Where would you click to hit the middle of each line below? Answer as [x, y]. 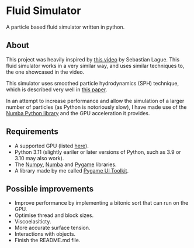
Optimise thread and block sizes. [54, 215]
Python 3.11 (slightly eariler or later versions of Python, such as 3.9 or [98, 152]
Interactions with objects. [45, 234]
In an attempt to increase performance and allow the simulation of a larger [95, 101]
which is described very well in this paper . [57, 89]
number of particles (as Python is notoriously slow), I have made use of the [96, 107]
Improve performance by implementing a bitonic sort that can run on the [101, 203]
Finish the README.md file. [47, 240]
